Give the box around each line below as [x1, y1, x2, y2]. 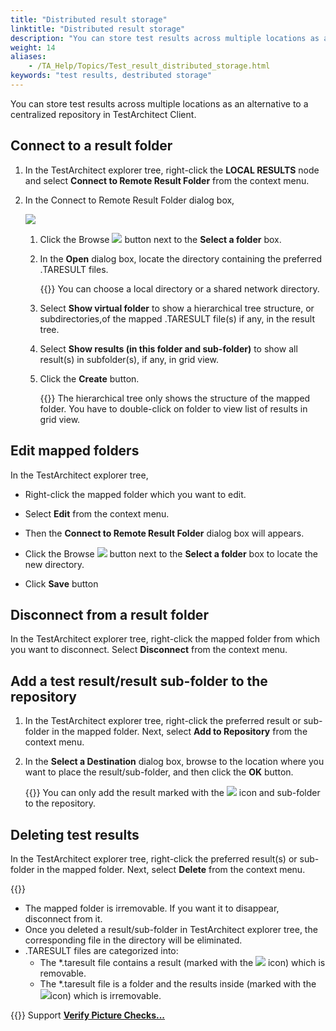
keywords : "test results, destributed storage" [10, 71, 213, 81]
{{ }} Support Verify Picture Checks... [10, 1009, 166, 1021]
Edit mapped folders [10, 442, 140, 460]
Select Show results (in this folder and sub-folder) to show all [39, 342, 298, 355]
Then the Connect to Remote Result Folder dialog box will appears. [24, 527, 305, 539]
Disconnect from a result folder [10, 606, 209, 623]
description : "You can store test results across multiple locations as [10, 33, 320, 43]
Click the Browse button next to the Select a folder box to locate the [24, 547, 318, 560]
